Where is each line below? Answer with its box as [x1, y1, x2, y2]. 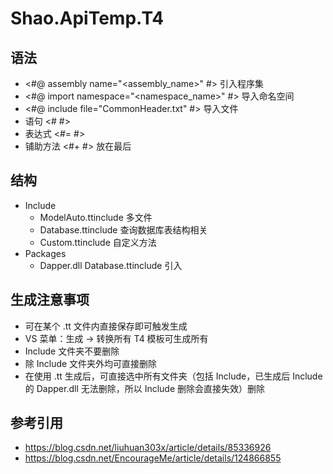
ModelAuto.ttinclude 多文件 [39, 211, 153, 223]
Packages [24, 247, 67, 259]
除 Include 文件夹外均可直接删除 [24, 357, 158, 369]
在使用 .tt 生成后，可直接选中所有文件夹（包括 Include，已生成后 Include [24, 370, 323, 382]
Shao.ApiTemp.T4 [10, 7, 165, 30]
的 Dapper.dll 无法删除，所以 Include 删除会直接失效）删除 [24, 382, 266, 394]
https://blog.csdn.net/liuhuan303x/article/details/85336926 [24, 442, 272, 454]
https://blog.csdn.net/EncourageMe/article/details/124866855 [24, 452, 282, 464]
